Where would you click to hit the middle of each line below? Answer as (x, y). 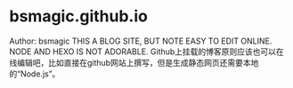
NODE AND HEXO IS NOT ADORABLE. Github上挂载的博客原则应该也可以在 (147, 52)
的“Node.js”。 (35, 74)
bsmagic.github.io (79, 16)
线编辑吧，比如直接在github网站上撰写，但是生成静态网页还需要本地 (134, 62)
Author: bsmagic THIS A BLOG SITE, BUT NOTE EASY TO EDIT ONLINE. (141, 41)
